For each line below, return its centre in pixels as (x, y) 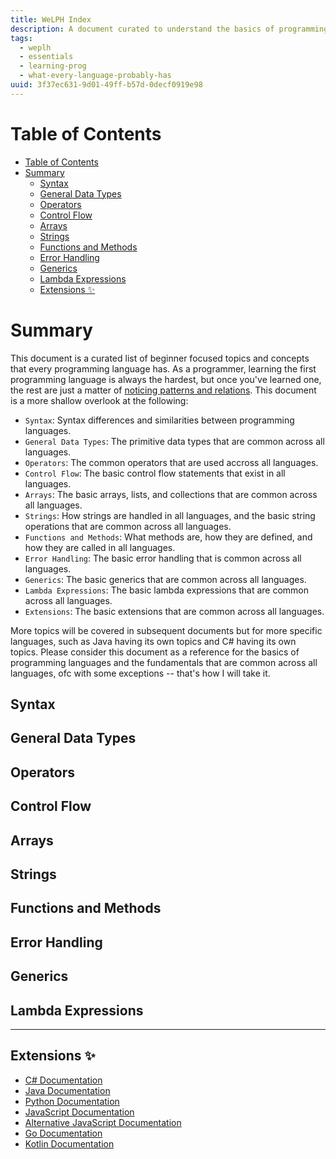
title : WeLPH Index (51, 19)
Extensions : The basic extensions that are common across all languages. (174, 611)
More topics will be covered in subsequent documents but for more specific (166, 630)
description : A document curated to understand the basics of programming (169, 29)
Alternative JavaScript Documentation (103, 1122)
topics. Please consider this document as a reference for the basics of (155, 652)
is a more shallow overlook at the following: (99, 400)
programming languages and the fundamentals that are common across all (164, 662)
